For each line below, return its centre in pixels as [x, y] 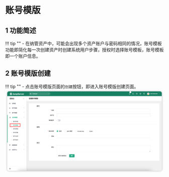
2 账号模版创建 [28, 73]
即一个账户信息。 [23, 56]
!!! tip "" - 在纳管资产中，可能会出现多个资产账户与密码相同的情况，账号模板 [83, 43]
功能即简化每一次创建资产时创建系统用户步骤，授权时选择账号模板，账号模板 [84, 50]
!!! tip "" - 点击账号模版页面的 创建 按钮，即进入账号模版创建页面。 [72, 86]
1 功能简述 [21, 30]
